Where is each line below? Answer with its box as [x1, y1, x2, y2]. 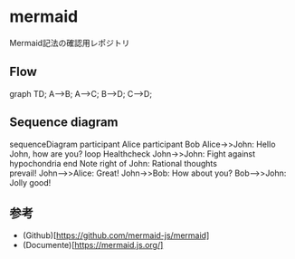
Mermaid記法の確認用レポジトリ [9, 37, 130, 48]
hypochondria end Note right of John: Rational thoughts [9, 158, 217, 168]
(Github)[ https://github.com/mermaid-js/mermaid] [22, 230, 210, 241]
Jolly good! [9, 177, 52, 187]
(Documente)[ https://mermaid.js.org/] [22, 240, 164, 251]
